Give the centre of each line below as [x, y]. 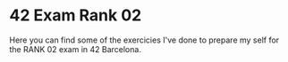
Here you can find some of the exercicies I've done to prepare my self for [144, 40]
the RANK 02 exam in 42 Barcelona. [75, 49]
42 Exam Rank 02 [76, 15]
